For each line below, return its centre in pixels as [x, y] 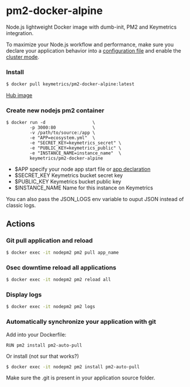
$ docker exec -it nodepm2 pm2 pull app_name [62, 253]
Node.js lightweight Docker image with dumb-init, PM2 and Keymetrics [91, 27]
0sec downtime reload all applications [61, 267]
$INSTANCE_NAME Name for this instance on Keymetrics [84, 188]
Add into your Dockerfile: [36, 334]
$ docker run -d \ [51, 123]
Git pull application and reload [49, 240]
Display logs [24, 295]
